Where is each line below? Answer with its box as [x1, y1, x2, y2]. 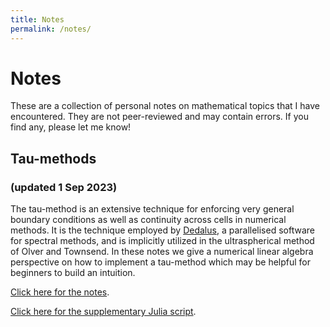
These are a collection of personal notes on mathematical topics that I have [10, 100, 320, 112]
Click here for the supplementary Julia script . [10, 306, 197, 318]
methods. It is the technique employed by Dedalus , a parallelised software [10, 224, 315, 236]
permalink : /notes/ [10, 24, 92, 34]
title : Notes [10, 14, 65, 25]
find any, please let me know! [10, 121, 132, 133]
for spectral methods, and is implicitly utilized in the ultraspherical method [10, 235, 315, 247]
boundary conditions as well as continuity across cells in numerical [10, 214, 287, 226]
